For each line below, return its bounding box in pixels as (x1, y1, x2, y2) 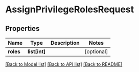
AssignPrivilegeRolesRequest (5, 4, 134, 15)
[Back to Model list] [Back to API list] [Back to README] (5, 61, 123, 67)
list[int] (27, 48, 46, 55)
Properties (5, 24, 40, 33)
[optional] (84, 48, 108, 55)
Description (50, 40, 80, 46)
